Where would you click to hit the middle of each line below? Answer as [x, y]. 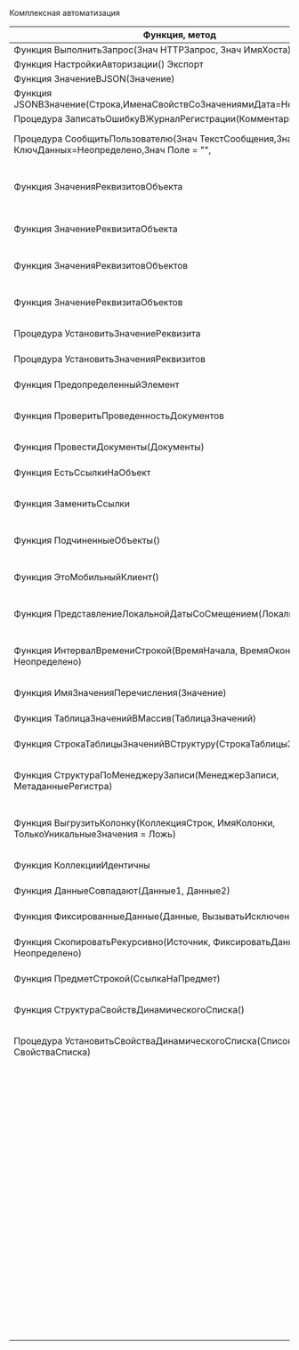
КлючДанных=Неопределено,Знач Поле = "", [113, 150]
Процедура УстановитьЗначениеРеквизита [107, 333]
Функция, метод [179, 35]
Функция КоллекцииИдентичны [82, 865]
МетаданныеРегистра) [63, 786]
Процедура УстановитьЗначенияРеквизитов [110, 359]
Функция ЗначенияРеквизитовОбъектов [101, 266]
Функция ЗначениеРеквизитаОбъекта [96, 229]
